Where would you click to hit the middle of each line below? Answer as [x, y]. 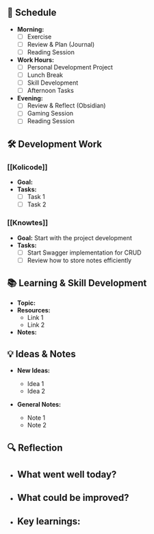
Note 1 [36, 418]
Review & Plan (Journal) [61, 44]
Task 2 [37, 204]
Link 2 [36, 325]
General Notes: [39, 405]
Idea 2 [36, 391]
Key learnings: [49, 521]
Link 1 [35, 318]
